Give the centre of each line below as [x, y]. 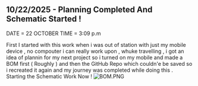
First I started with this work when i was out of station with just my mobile [96, 44]
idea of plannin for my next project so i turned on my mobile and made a [95, 57]
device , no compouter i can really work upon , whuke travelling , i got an [95, 51]
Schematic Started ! [44, 19]
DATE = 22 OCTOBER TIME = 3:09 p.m [54, 33]
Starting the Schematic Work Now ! [49, 76]
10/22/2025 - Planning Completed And [79, 10]
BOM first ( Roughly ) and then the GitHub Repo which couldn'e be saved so [99, 63]
